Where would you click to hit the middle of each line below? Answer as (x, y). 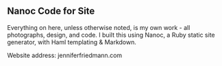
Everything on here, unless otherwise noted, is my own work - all (99, 27)
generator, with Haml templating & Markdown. (72, 42)
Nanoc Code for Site (51, 11)
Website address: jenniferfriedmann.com (65, 55)
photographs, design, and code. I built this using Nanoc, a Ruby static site (111, 35)
